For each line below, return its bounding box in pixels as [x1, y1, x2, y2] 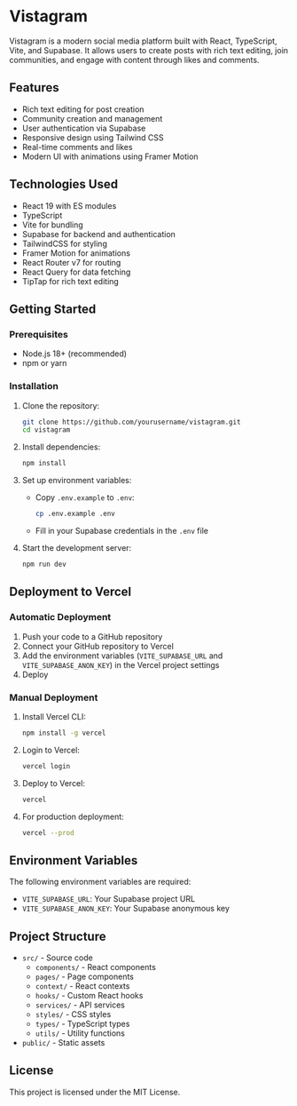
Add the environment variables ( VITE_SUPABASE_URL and [21, 650, 223, 661]
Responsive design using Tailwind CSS [21, 131, 164, 143]
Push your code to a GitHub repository [21, 631, 163, 641]
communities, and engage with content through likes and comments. [9, 54, 260, 65]
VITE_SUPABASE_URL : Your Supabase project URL [21, 894, 196, 904]
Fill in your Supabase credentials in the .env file [35, 526, 208, 537]
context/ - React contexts [35, 981, 130, 991]
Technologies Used [9, 177, 118, 192]
